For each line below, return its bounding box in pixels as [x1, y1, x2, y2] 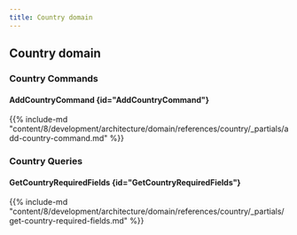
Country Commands [9, 72, 99, 84]
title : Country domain [9, 12, 93, 22]
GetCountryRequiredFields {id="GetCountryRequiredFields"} [9, 176, 241, 187]
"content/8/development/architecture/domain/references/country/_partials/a [9, 123, 289, 134]
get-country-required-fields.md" [9, 215, 129, 226]
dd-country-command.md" [9, 133, 108, 144]
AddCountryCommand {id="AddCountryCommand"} [9, 94, 210, 105]
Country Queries [9, 155, 82, 168]
